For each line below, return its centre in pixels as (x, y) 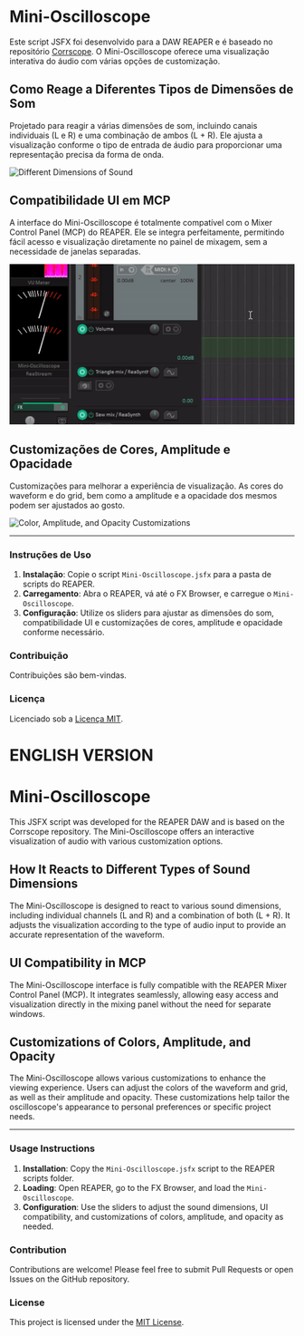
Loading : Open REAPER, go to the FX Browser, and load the (133, 1187)
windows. (27, 1013)
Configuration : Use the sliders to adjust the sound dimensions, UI (145, 1206)
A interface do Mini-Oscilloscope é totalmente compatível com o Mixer (141, 222)
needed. (38, 1226)
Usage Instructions (52, 1148)
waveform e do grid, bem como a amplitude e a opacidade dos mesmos (143, 495)
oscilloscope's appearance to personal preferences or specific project (140, 1107)
